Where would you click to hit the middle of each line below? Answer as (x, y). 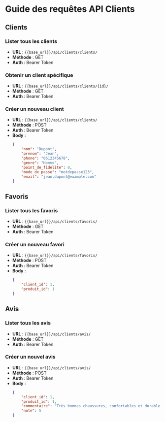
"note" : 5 (31, 411)
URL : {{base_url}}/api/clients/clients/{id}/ (60, 86)
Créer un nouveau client (34, 109)
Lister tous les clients (31, 41)
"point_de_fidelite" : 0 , (47, 167)
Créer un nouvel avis (30, 357)
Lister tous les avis (28, 323)
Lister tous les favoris (32, 210)
